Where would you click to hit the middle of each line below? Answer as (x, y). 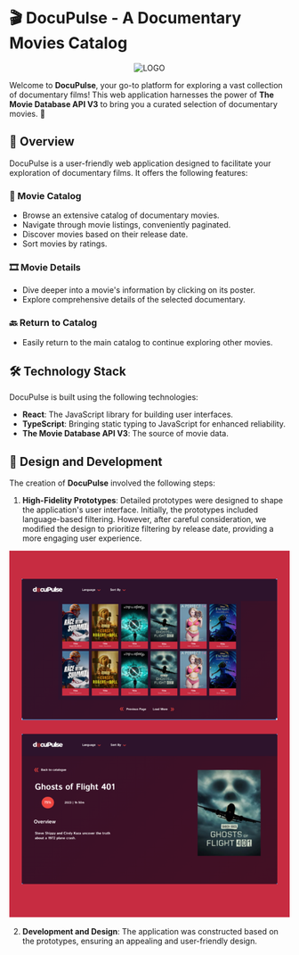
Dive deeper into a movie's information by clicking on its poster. (139, 290)
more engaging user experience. (82, 538)
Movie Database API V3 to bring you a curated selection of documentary (144, 104)
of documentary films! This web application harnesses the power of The (141, 95)
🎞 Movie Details (45, 267)
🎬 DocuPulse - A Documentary (125, 18)
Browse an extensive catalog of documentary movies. (121, 215)
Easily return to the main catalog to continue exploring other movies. (147, 342)
